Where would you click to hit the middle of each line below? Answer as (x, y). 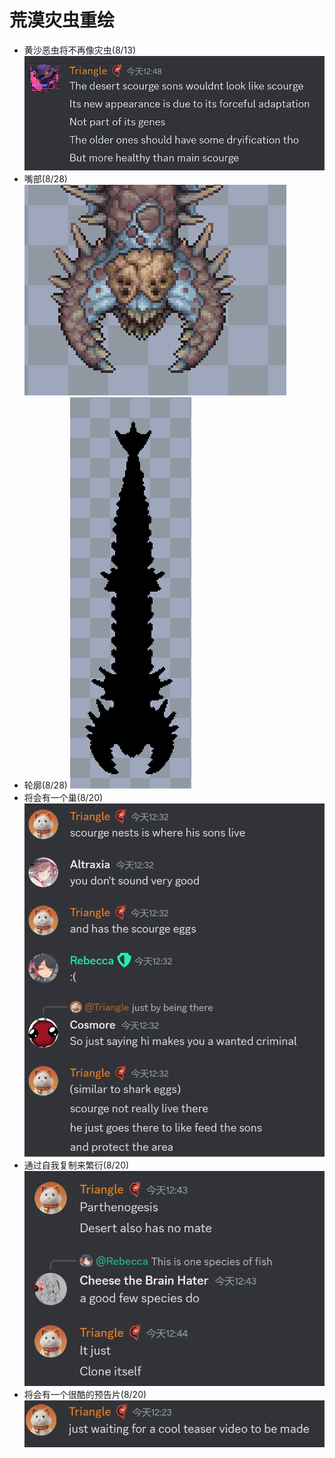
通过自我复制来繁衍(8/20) (76, 1165)
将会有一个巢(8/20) (63, 798)
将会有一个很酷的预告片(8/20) (85, 1395)
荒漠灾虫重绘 (62, 20)
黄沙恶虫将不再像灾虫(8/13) (80, 50)
